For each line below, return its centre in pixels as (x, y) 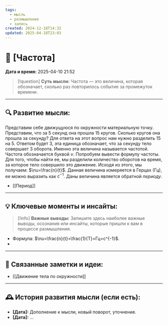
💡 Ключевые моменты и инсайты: (61, 206)
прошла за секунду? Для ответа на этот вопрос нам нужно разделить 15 (83, 138)
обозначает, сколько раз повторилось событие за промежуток (85, 86)
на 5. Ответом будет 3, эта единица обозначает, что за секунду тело (78, 143)
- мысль (18, 14)
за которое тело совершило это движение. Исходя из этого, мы (73, 164)
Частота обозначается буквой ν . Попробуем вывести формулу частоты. (82, 154)
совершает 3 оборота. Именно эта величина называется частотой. (77, 148)
